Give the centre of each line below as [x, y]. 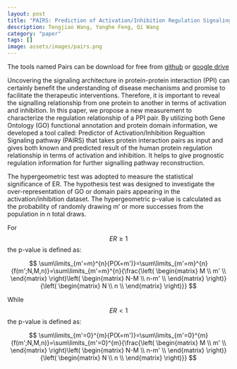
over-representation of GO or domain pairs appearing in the [94, 192]
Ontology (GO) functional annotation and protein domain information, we [113, 125]
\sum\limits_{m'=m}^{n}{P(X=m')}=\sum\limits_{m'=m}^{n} [123, 263]
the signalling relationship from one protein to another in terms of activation [117, 103]
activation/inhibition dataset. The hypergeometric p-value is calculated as [114, 199]
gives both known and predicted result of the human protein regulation [110, 148]
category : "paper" [34, 34]
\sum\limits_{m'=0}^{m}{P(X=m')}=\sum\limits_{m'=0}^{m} [123, 335]
